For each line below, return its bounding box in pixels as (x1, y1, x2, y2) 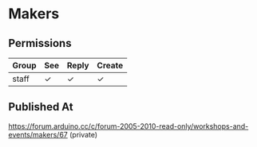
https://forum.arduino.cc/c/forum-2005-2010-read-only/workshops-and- (8, 121, 249, 131)
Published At (8, 100, 73, 114)
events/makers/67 (8, 130, 68, 139)
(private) (69, 130, 98, 139)
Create (97, 60, 124, 71)
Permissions (8, 37, 72, 50)
